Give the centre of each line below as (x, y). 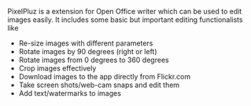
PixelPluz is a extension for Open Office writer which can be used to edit (125, 11)
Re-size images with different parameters (86, 43)
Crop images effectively (57, 68)
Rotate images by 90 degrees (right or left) (88, 51)
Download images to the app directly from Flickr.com (104, 77)
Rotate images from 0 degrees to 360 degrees (94, 60)
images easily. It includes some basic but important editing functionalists (125, 20)
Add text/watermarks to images (70, 93)
